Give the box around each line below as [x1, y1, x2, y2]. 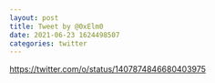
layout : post [9, 13, 59, 23]
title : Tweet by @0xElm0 [9, 22, 104, 31]
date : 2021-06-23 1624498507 [9, 30, 120, 39]
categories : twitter [9, 38, 88, 48]
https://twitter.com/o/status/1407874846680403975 [9, 64, 207, 75]
